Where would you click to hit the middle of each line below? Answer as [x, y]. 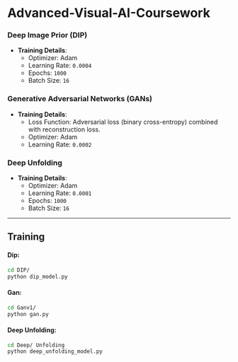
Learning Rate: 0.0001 [60, 193]
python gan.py [28, 314]
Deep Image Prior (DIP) [47, 35]
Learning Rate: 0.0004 [60, 66]
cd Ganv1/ [22, 308]
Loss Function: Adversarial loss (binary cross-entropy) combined [123, 122]
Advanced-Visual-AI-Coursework [109, 13]
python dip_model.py [38, 276]
